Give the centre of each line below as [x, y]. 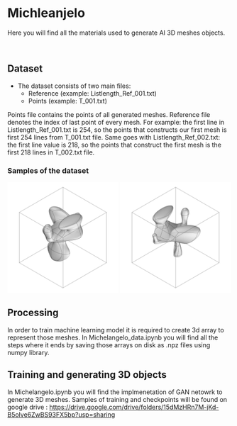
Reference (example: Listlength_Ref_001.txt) [93, 93]
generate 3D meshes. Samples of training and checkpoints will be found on [117, 399]
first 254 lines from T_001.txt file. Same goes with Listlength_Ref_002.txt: [114, 137]
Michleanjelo [46, 13]
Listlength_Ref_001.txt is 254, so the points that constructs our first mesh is [117, 130]
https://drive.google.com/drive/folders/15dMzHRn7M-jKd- [134, 407]
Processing [33, 313]
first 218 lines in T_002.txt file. [51, 152]
